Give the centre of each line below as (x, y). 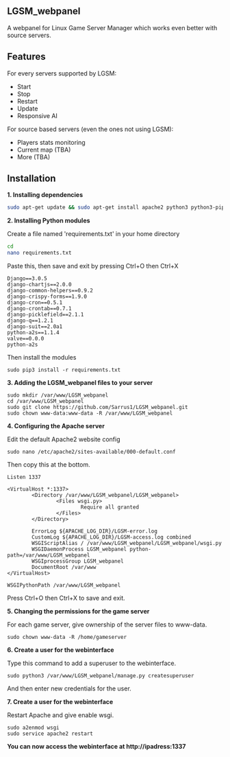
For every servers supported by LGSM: (62, 73)
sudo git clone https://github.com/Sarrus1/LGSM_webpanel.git (98, 408)
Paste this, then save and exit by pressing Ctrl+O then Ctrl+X (93, 266)
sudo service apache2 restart (50, 734)
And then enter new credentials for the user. (69, 688)
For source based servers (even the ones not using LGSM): (90, 129)
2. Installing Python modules (49, 221)
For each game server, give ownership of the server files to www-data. (107, 625)
